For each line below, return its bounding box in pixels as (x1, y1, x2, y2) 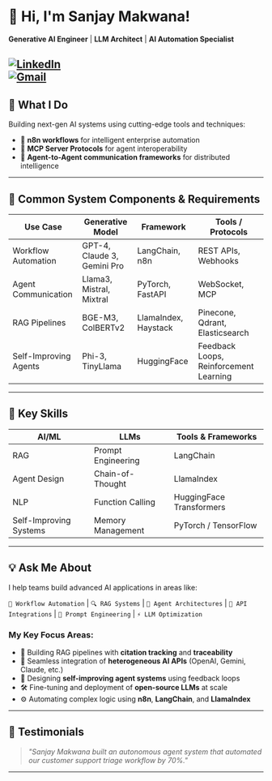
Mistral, (82, 283, 111, 294)
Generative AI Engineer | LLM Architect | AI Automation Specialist (8, 34, 235, 44)
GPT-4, (82, 239, 111, 251)
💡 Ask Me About (8, 561, 91, 575)
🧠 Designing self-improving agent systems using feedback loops (19, 673, 240, 683)
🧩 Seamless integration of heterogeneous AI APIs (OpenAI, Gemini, (19, 656, 246, 666)
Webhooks (198, 255, 239, 266)
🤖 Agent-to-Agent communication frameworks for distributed (19, 152, 231, 162)
